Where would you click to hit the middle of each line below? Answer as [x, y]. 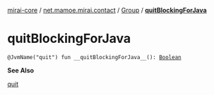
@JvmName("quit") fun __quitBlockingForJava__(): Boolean [94, 57]
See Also [20, 70]
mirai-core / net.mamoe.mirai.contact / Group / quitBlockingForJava [107, 10]
